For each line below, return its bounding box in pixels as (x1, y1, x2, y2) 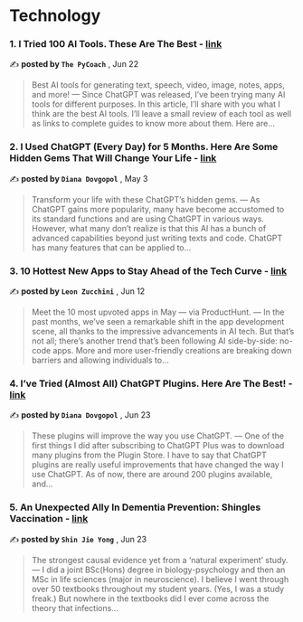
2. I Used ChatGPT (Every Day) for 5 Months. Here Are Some (9, 141, 279, 154)
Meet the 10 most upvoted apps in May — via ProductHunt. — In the (31, 306, 285, 317)
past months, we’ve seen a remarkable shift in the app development (31, 316, 285, 327)
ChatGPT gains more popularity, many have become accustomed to (31, 203, 285, 214)
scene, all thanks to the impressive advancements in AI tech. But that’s (31, 326, 295, 337)
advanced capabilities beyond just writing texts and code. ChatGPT (31, 232, 283, 243)
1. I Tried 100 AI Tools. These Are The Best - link (9, 38, 223, 51)
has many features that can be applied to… (31, 241, 192, 253)
